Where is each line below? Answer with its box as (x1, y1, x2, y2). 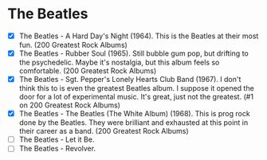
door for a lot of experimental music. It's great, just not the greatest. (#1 (18, 92, 254, 102)
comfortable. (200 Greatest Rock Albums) (18, 66, 157, 76)
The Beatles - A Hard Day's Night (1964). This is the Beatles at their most (18, 31, 259, 41)
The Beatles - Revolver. (18, 144, 96, 154)
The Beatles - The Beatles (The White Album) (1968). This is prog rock (18, 109, 250, 119)
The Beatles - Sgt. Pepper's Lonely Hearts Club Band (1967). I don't (18, 75, 241, 84)
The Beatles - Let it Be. (18, 135, 95, 144)
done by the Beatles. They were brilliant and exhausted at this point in (18, 118, 249, 127)
